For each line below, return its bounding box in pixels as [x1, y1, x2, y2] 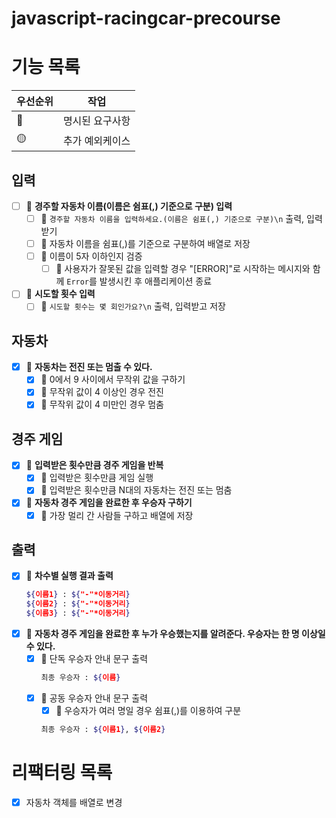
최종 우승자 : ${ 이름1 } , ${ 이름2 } [40, 725, 166, 735]
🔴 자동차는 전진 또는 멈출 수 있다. [25, 361, 153, 373]
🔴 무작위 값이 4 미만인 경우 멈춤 [40, 398, 164, 411]
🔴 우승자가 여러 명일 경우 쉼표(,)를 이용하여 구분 [55, 705, 242, 717]
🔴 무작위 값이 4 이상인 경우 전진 [40, 386, 164, 398]
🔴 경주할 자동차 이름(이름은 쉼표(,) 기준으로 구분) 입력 [25, 200, 233, 212]
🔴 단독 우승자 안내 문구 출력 [40, 653, 149, 665]
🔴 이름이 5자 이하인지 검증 [40, 250, 143, 262]
